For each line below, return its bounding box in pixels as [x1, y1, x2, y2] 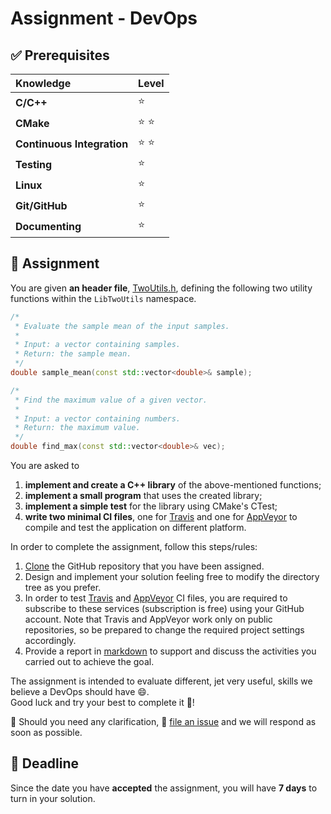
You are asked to [10, 460, 80, 472]
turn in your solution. [10, 792, 96, 804]
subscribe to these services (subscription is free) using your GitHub [24, 603, 305, 615]
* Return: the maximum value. [14, 423, 141, 433]
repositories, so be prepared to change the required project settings [24, 624, 305, 636]
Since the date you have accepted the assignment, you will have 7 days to [10, 782, 318, 794]
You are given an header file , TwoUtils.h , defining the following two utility [10, 282, 313, 294]
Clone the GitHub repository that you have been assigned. [24, 560, 265, 572]
